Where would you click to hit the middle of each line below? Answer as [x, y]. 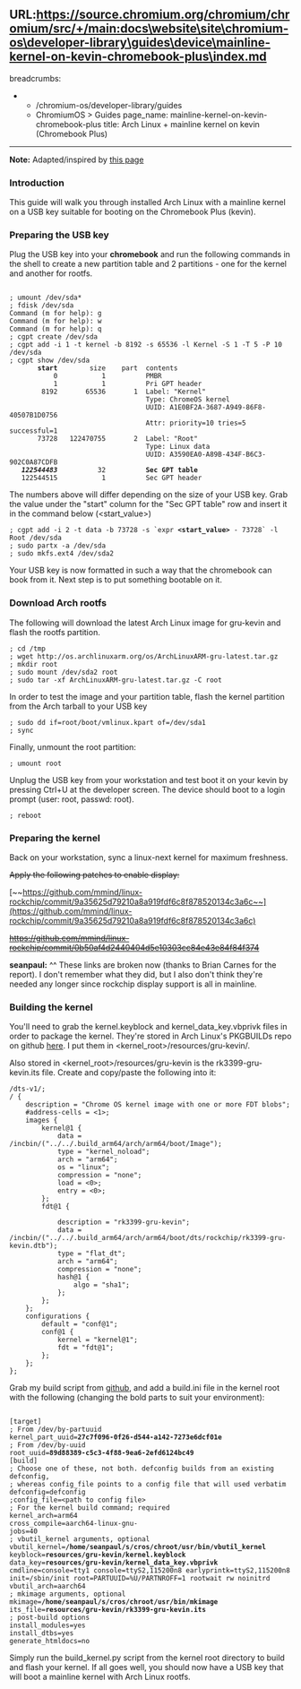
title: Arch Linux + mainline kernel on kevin [181, 124]
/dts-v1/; [28, 1089]
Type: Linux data [178, 447]
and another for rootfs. [51, 273]
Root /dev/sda [36, 538]
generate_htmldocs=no [50, 1642]
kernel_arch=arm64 [43, 1516]
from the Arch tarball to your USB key [78, 706]
